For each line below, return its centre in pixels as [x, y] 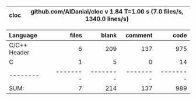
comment [139, 35]
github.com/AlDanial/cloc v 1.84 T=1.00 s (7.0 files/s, [107, 11]
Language [23, 35]
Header [19, 52]
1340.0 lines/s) [107, 19]
